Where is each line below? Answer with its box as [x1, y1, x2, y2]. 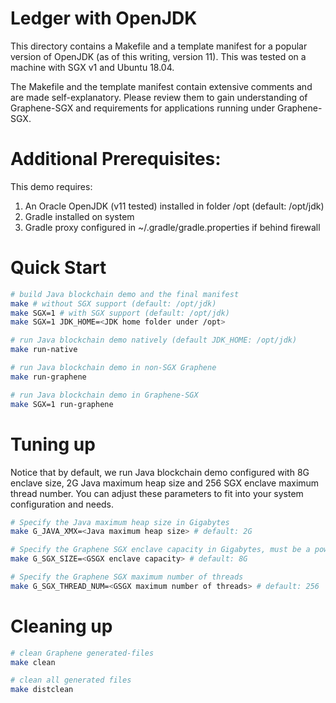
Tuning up [10, 433, 96, 456]
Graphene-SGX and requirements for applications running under [10, 102, 276, 114]
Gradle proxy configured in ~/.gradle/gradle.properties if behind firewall [24, 221, 321, 233]
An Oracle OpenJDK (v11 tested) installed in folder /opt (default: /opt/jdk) [24, 200, 325, 212]
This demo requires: [10, 180, 93, 192]
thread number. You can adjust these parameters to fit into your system [10, 487, 304, 499]
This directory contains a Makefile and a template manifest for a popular [10, 40, 308, 52]
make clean [10, 657, 56, 667]
